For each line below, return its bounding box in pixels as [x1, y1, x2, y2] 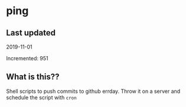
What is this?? [6, 72, 60, 82]
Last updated [6, 28, 56, 38]
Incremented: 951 [6, 55, 48, 61]
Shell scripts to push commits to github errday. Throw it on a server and [6, 87, 181, 95]
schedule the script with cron [6, 93, 77, 101]
